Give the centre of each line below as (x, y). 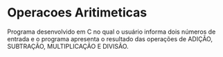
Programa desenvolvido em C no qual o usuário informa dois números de (111, 32)
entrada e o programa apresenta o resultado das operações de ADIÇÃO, (110, 38)
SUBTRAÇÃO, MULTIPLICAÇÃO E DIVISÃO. (68, 46)
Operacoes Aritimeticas (77, 13)
